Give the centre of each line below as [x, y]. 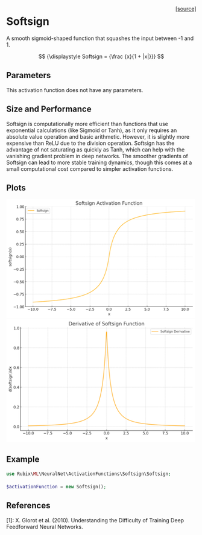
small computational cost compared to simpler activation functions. [90, 168]
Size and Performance [49, 109]
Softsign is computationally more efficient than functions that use [87, 124]
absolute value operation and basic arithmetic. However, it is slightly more [98, 136]
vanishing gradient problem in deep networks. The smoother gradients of [97, 156]
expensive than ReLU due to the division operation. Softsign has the [90, 143]
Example [23, 459]
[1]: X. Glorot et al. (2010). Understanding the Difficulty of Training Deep [95, 520]
